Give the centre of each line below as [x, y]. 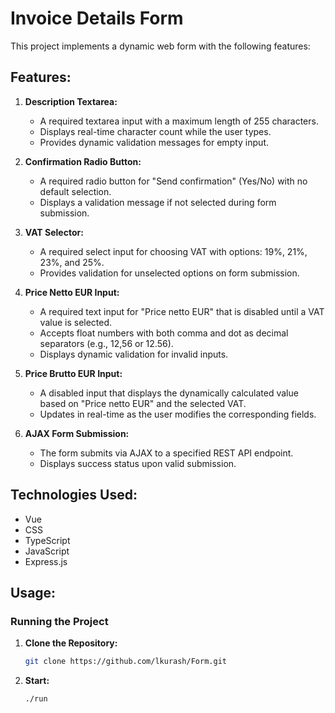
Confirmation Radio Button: [83, 161]
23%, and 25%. [72, 262]
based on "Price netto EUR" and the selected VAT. [143, 403]
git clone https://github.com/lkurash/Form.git [125, 662]
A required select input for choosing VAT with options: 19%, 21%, [173, 251]
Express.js [46, 561]
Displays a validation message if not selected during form [158, 202]
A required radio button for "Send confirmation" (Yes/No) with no [173, 181]
